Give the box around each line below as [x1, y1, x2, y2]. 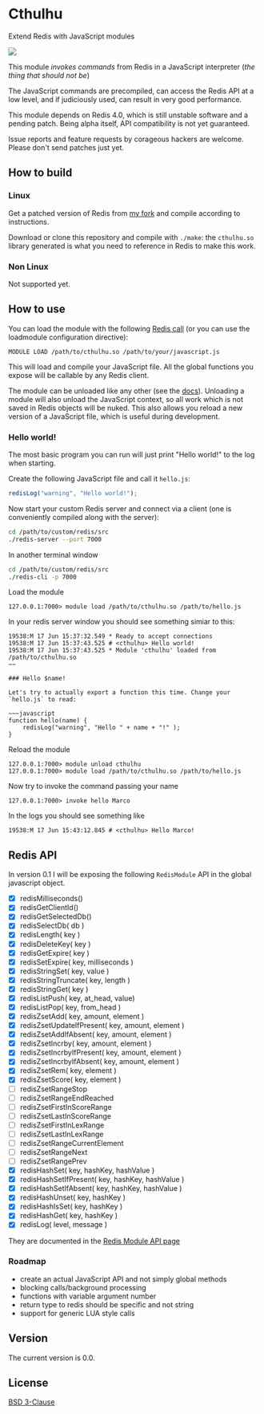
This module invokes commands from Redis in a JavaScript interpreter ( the [8, 62, 256, 71]
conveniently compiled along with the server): [8, 512, 160, 522]
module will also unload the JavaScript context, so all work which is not [8, 394, 244, 404]
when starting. [8, 458, 56, 468]
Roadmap [8, 1256, 46, 1267]
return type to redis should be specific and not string [19, 1299, 194, 1309]
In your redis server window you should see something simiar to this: [8, 617, 235, 627]
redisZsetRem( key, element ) [19, 1066, 118, 1075]
